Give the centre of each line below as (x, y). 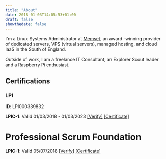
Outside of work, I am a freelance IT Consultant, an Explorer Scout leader (82, 60)
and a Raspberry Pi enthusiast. (37, 65)
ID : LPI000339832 (25, 106)
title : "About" (21, 10)
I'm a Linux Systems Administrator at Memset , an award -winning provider (83, 39)
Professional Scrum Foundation (73, 137)
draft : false (19, 19)
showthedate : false (26, 24)
